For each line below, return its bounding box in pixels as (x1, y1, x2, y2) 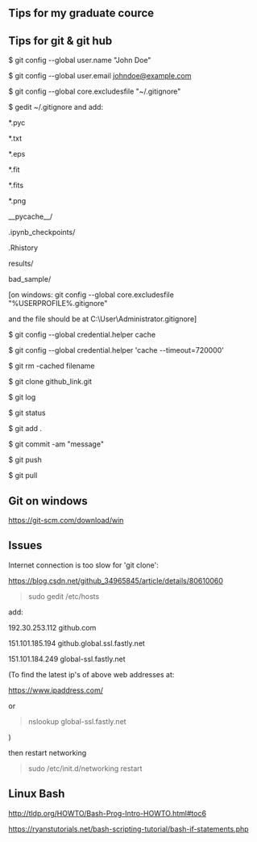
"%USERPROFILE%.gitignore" (8, 299, 108, 308)
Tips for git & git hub (8, 34, 113, 48)
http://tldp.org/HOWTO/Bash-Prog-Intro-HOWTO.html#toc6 (8, 808, 207, 818)
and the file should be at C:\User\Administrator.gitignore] (8, 314, 197, 324)
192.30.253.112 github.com (8, 622, 97, 632)
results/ (8, 258, 34, 269)
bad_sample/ (8, 274, 52, 284)
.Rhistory (8, 243, 39, 253)
